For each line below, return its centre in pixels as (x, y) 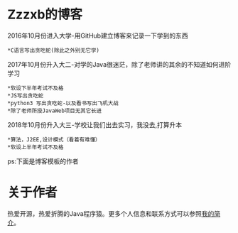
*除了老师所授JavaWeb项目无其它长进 (54, 111)
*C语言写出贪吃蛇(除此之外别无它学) (53, 50)
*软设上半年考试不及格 (36, 147)
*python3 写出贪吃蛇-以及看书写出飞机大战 (63, 103)
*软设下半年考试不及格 (36, 88)
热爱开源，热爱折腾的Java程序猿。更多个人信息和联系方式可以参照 (105, 213)
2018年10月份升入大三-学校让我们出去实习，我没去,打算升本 (95, 124)
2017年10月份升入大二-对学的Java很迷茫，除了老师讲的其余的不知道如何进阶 (119, 64)
